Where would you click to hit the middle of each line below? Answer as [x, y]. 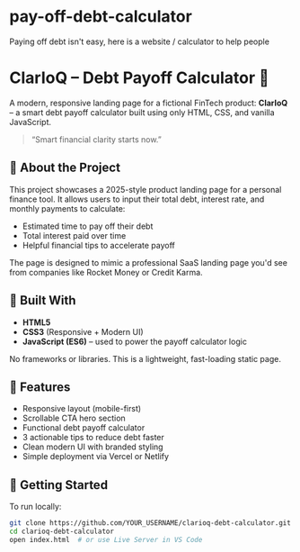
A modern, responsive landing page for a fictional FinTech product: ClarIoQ [149, 103]
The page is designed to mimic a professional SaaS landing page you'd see [148, 262]
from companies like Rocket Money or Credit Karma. [106, 272]
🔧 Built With [43, 300]
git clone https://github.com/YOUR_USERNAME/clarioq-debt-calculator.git [150, 523]
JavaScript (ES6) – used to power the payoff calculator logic [134, 341]
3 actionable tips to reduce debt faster [93, 438]
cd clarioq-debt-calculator [62, 531]
